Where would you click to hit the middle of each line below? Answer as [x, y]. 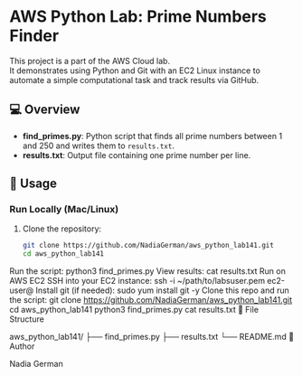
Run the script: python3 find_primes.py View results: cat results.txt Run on [148, 271]
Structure [27, 319]
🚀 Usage [33, 184]
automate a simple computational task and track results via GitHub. [134, 80]
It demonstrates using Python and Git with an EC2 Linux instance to [135, 70]
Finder [34, 36]
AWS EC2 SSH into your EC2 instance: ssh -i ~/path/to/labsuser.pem [137, 281]
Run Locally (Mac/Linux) [64, 210]
